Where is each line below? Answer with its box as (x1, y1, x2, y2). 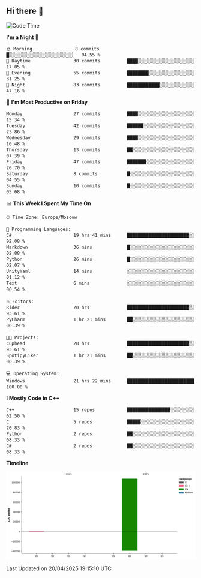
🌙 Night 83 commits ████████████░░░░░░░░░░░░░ (6, 82, 195, 88)
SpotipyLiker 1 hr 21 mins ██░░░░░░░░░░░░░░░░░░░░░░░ (6, 352, 195, 358)
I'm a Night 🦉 (6, 34, 39, 41)
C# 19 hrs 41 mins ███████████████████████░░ (6, 232, 195, 238)
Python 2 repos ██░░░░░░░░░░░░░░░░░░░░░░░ (6, 430, 195, 437)
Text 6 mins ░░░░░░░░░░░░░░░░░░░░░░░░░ (6, 280, 195, 286)
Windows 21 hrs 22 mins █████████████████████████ (6, 378, 195, 384)
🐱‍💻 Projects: (6, 334, 39, 340)
